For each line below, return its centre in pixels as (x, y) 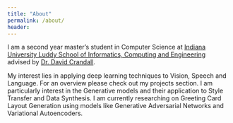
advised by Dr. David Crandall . (51, 62)
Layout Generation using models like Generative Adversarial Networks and (116, 106)
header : (19, 27)
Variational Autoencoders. (45, 113)
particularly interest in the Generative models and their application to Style (115, 91)
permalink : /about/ (36, 20)
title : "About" (30, 14)
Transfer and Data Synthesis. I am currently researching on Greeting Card (114, 98)
